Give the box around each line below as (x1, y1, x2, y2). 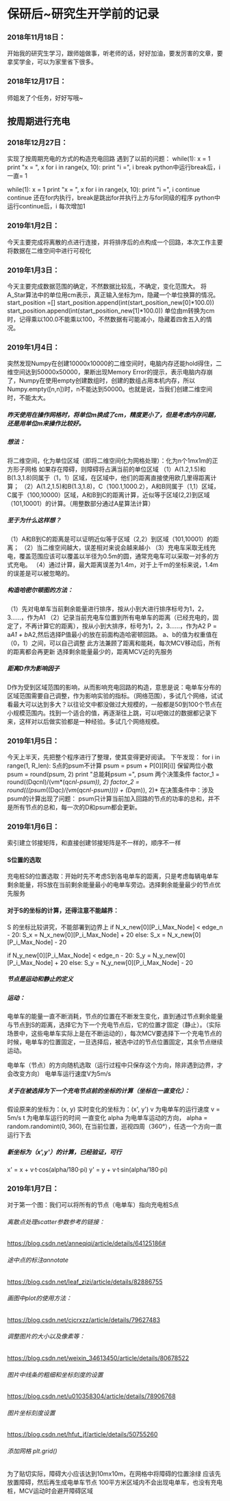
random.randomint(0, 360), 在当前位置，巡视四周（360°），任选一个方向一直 (7, 1122, 222, 1130)
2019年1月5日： (7, 736, 60, 746)
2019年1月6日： (7, 822, 60, 831)
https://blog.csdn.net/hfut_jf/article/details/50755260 (7, 1430, 158, 1439)
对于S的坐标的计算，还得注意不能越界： (7, 906, 120, 914)
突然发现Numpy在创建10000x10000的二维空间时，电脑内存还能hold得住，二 (7, 359, 222, 367)
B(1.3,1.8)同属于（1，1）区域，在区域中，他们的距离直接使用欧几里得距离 (7, 474, 211, 482)
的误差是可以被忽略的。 (7, 569, 73, 577)
